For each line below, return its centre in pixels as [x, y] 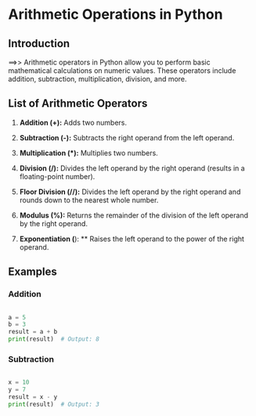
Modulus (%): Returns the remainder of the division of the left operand [134, 215]
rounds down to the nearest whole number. [89, 200]
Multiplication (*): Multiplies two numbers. [88, 153]
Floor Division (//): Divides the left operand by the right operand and [130, 192]
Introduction [39, 44]
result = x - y [33, 397]
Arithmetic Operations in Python [115, 15]
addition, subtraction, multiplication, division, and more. [97, 79]
